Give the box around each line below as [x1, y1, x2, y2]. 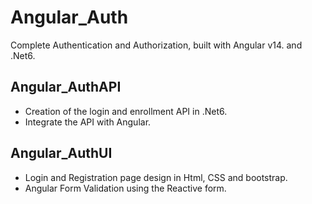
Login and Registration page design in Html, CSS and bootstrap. [24, 171, 288, 183]
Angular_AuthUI [10, 145, 113, 162]
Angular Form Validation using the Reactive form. [24, 182, 227, 194]
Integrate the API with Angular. [24, 116, 152, 128]
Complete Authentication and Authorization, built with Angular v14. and [10, 39, 303, 51]
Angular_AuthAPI [10, 79, 122, 96]
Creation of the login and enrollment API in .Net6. [24, 105, 228, 117]
